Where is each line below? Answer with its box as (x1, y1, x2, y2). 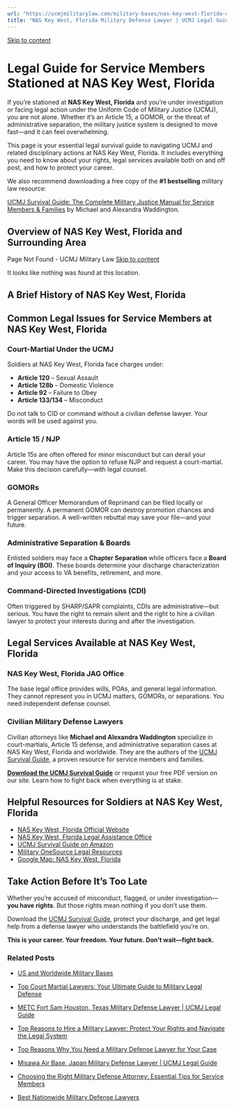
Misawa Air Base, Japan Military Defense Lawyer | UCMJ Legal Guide (17, 1058, 218, 1068)
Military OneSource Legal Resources (17, 848, 123, 856)
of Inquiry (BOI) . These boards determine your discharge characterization (7, 561, 219, 569)
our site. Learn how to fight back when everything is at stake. (7, 776, 183, 784)
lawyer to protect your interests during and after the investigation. (7, 617, 196, 625)
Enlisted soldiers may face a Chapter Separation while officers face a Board (7, 554, 227, 562)
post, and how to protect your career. (7, 163, 114, 172)
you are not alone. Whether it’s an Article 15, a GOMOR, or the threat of (7, 113, 210, 121)
